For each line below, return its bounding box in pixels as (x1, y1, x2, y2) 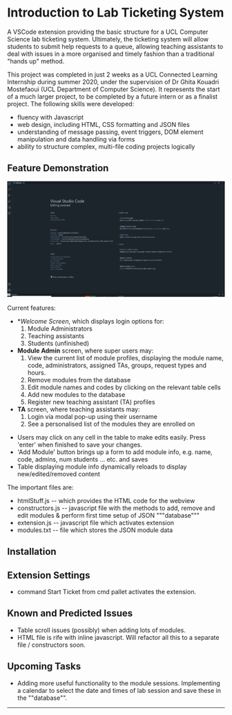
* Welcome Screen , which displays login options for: (17, 317, 164, 325)
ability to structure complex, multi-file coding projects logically (17, 142, 195, 150)
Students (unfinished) (27, 339, 90, 347)
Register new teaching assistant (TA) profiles (27, 398, 155, 406)
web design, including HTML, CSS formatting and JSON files (17, 120, 190, 128)
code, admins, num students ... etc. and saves (17, 455, 148, 463)
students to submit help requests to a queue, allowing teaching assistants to (7, 42, 224, 50)
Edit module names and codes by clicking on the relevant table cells (27, 383, 221, 391)
